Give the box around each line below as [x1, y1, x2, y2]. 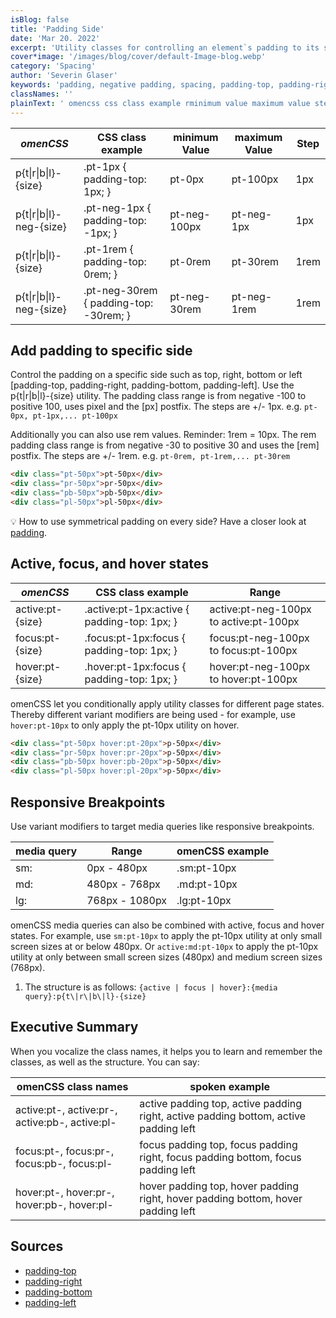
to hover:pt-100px [209, 672, 298, 686]
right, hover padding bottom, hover [139, 1191, 303, 1205]
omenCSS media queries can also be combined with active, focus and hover [10, 919, 325, 931]
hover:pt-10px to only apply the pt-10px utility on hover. [10, 719, 240, 731]
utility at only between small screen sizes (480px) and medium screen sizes [10, 951, 323, 963]
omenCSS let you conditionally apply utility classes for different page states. [10, 697, 325, 710]
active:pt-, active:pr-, [15, 1102, 118, 1116]
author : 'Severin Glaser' [10, 71, 118, 81]
